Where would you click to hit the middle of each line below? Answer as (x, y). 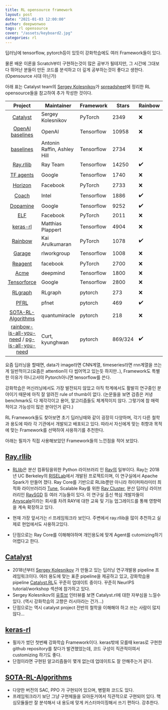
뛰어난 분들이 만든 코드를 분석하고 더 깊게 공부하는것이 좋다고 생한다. (77, 69)
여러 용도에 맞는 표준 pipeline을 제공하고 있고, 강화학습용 (95, 576)
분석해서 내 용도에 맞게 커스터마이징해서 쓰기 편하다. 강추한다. (99, 702)
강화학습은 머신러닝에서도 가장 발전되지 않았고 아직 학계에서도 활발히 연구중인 (81, 388)
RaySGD (34, 494)
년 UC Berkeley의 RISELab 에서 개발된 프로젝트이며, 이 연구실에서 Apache (85, 476)
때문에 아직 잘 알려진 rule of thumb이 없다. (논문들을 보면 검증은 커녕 (85, 394)
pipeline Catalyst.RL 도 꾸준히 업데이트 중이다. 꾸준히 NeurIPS (73, 582)
